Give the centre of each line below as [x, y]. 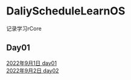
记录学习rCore [24, 28]
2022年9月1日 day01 [32, 63]
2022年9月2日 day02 [33, 70]
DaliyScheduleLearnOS [66, 11]
